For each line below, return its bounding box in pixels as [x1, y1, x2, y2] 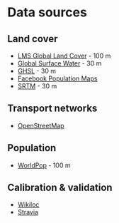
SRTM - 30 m [17, 82, 57, 90]
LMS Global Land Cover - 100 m [17, 51, 111, 60]
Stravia [17, 208, 39, 217]
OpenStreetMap [17, 121, 65, 130]
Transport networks [7, 103, 98, 115]
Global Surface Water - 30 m [17, 59, 102, 68]
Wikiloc [17, 200, 40, 209]
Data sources [7, 4, 87, 21]
